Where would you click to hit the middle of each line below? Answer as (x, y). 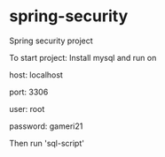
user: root (27, 108)
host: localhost (36, 75)
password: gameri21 (46, 126)
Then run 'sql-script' (47, 143)
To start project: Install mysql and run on (83, 57)
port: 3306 (29, 92)
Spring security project (51, 41)
